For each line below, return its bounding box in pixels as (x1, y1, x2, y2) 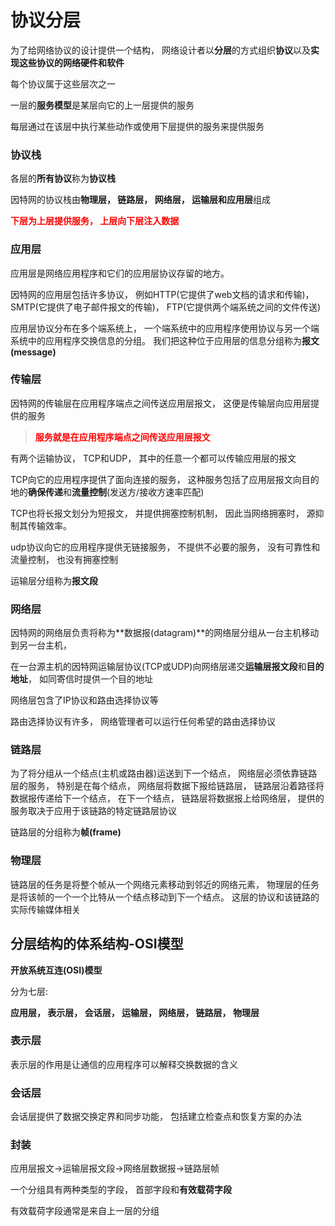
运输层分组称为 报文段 (10, 574, 98, 586)
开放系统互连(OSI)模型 (10, 964, 103, 976)
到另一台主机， (10, 639, 72, 651)
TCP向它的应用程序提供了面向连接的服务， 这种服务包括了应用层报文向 (10, 473, 302, 485)
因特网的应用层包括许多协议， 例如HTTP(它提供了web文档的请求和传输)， (10, 288, 315, 300)
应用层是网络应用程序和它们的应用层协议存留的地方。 (10, 267, 230, 279)
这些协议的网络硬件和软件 (18, 56, 125, 68)
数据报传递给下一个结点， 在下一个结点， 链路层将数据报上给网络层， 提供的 (10, 792, 325, 805)
